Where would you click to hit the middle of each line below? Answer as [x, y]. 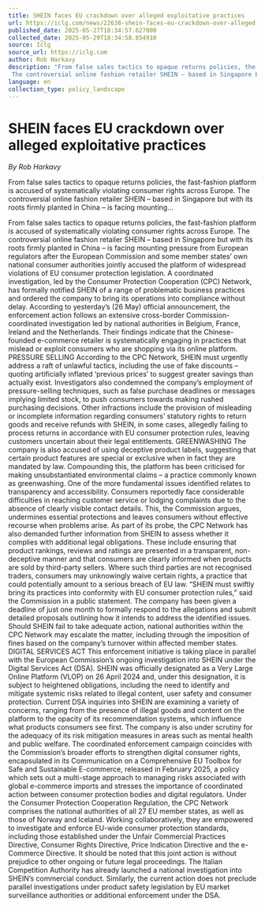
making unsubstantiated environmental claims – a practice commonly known [132, 475]
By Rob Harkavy [35, 167]
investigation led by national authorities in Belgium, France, [145, 324]
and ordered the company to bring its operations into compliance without [127, 298]
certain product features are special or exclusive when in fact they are [122, 458]
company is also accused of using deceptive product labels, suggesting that [132, 450]
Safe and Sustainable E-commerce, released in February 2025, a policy [124, 769]
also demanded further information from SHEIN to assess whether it [118, 534]
